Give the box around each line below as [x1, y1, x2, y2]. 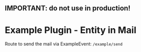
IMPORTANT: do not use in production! [5, 4, 131, 13]
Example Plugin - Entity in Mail [5, 24, 136, 36]
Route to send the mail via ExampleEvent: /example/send [5, 41, 123, 47]
